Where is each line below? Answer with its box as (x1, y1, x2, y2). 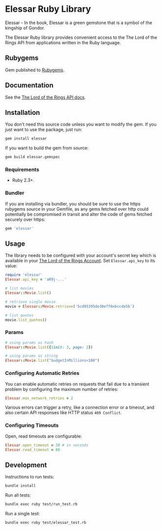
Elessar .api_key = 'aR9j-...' (5, 277, 67, 282)
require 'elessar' (5, 273, 43, 278)
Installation (5, 108, 40, 116)
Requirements (5, 166, 40, 173)
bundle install (5, 483, 36, 488)
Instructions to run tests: (5, 474, 54, 480)
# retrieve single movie (5, 299, 56, 304)
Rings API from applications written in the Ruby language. (5, 39, 121, 45)
